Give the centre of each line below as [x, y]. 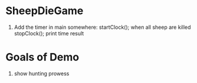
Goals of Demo [42, 57]
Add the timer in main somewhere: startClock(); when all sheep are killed [102, 27]
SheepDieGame [45, 11]
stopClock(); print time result [49, 33]
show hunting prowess [42, 73]
